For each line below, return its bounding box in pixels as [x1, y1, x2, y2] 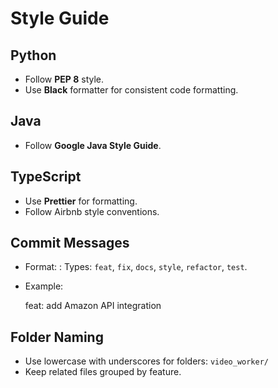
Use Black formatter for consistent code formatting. [24, 84, 239, 96]
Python [10, 47, 57, 64]
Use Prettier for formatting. [24, 195, 138, 207]
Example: [24, 280, 64, 292]
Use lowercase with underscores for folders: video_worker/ [24, 355, 270, 367]
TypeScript [10, 168, 82, 186]
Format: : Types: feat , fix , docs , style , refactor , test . [24, 261, 248, 273]
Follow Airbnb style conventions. [24, 205, 160, 217]
